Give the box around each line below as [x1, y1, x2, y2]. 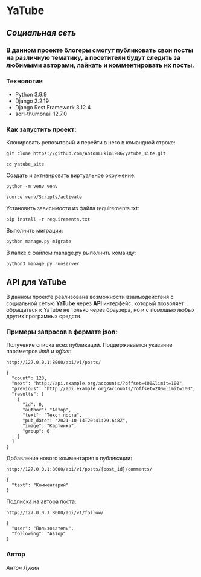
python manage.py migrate [6, 239, 71, 245]
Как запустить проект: [6, 125, 77, 134]
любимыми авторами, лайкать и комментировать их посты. [6, 61, 194, 69]
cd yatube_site [6, 161, 45, 167]
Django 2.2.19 [14, 97, 49, 105]
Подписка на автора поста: [6, 498, 77, 505]
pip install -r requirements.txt [6, 216, 91, 222]
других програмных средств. [6, 312, 82, 320]
